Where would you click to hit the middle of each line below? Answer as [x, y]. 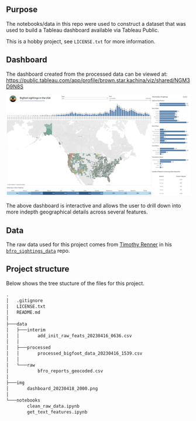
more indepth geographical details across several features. [77, 212]
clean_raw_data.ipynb [54, 406]
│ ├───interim [26, 330]
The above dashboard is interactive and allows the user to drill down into [94, 206]
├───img [16, 383]
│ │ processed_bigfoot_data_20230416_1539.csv [74, 353]
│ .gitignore [25, 301]
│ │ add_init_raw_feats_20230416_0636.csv [69, 336]
